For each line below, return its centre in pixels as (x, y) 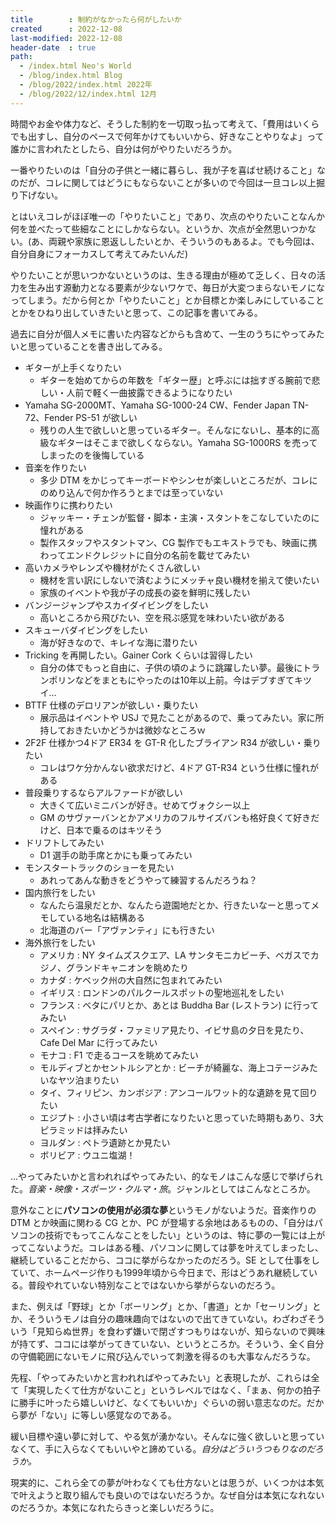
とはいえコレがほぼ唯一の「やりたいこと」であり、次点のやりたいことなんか (167, 216)
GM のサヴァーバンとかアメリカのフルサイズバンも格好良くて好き (175, 817)
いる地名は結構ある (106, 917)
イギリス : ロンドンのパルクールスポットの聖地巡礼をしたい (162, 992)
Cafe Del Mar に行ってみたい (98, 1042)
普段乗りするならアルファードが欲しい (103, 792)
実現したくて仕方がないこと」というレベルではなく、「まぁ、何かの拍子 (174, 1390)
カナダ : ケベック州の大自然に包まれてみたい (131, 980)
